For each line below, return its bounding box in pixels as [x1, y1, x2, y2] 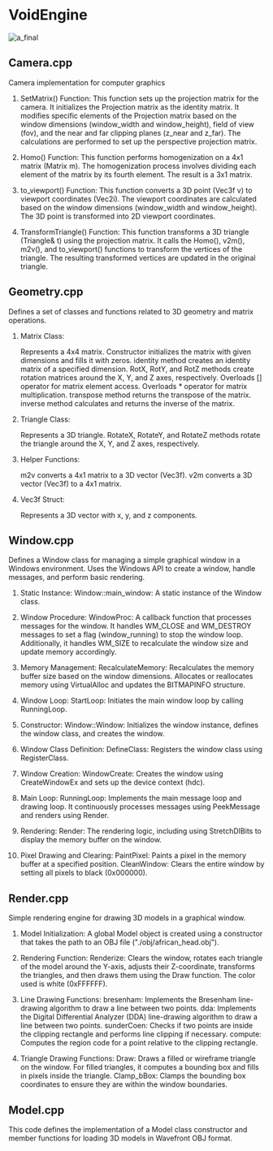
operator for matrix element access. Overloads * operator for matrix [19, 381, 248, 391]
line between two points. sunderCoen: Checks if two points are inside [19, 1021, 253, 1031]
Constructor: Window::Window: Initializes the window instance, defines [19, 720, 258, 730]
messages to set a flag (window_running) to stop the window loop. [19, 630, 244, 639]
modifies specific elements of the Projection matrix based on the [19, 110, 237, 120]
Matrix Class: [19, 331, 65, 340]
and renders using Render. [19, 811, 110, 820]
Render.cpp [8, 891, 69, 905]
